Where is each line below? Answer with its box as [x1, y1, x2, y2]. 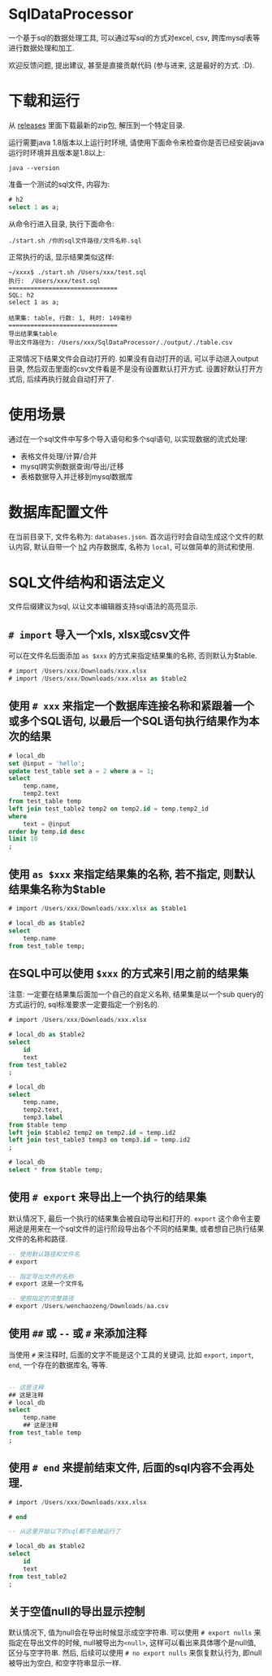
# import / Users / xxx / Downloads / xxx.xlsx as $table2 [8, 674, 187, 683]
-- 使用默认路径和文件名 [8, 1250, 80, 1258]
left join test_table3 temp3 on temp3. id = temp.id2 [8, 1136, 191, 1144]
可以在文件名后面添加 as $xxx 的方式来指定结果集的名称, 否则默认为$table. [8, 651, 257, 661]
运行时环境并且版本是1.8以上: [8, 147, 106, 157]
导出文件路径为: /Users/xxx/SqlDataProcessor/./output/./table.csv [8, 338, 233, 347]
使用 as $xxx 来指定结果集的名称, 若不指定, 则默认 [8, 867, 256, 881]
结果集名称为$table [8, 882, 106, 896]
